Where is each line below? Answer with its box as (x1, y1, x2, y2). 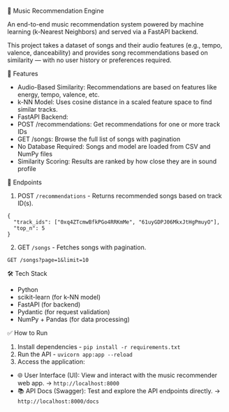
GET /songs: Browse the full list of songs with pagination (17, 135, 181, 143)
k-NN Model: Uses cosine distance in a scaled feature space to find (17, 98, 212, 106)
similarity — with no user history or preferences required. (7, 56, 172, 64)
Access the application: (17, 358, 85, 366)
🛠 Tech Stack (7, 270, 47, 277)
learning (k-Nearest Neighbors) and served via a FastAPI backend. (7, 28, 199, 36)
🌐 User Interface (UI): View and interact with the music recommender (17, 371, 218, 379)
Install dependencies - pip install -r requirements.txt (17, 343, 181, 351)
